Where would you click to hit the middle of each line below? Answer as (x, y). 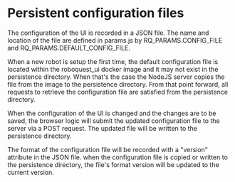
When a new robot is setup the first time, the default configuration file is (113, 61)
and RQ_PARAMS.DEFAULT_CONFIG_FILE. (69, 48)
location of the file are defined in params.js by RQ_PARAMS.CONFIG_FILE (115, 40)
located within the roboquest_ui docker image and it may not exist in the (113, 69)
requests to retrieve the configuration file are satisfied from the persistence (117, 92)
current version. (31, 172)
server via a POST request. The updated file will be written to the (103, 128)
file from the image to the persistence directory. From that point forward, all (118, 84)
